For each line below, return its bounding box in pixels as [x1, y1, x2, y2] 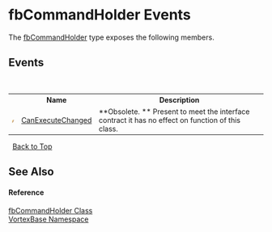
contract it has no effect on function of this [98, 115, 241, 124]
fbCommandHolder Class [8, 205, 93, 215]
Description [159, 95, 200, 105]
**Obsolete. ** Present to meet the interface [98, 107, 250, 116]
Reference [8, 188, 45, 197]
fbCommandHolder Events [8, 6, 192, 24]
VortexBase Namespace [8, 214, 89, 224]
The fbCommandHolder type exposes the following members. [8, 32, 215, 42]
